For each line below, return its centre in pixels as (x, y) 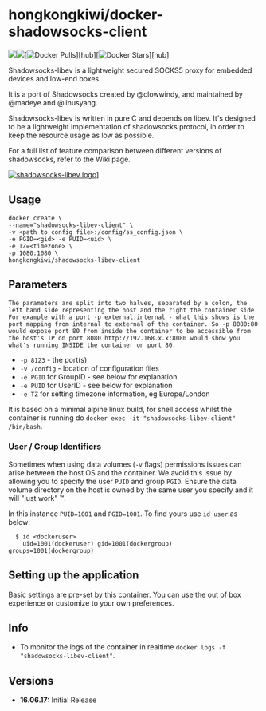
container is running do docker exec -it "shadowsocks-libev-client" (122, 418)
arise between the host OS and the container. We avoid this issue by (120, 472)
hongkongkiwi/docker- (86, 15)
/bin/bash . (25, 426)
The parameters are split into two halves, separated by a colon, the (128, 303)
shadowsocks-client (78, 32)
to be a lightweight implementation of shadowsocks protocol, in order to (126, 126)
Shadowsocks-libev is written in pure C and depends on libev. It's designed (132, 118)
